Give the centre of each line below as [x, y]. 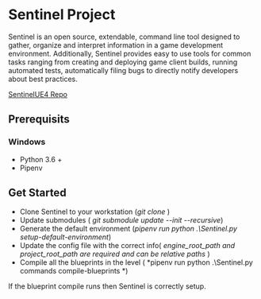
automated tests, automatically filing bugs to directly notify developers [123, 70]
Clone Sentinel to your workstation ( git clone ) [95, 212]
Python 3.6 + [41, 159]
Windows [27, 142]
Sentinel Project [62, 15]
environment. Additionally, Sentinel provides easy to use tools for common [130, 53]
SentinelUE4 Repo [38, 94]
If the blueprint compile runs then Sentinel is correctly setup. [107, 286]
